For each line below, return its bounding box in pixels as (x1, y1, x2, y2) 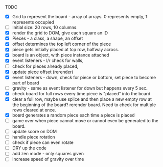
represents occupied (12, 19, 54, 25)
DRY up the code (12, 145, 47, 151)
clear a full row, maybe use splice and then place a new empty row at (12, 96, 152, 102)
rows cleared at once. (12, 107, 56, 112)
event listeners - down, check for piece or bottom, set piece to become (12, 74, 156, 80)
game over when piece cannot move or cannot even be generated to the (12, 117, 159, 123)
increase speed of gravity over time (12, 156, 84, 162)
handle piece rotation (12, 134, 55, 140)
